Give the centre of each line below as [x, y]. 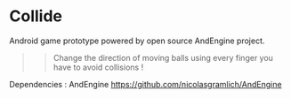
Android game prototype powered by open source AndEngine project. [137, 41]
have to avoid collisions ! [98, 67]
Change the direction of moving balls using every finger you [163, 57]
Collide [36, 16]
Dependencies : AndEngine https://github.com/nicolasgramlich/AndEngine [145, 84]
